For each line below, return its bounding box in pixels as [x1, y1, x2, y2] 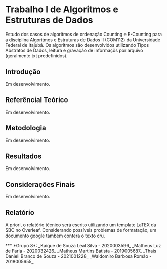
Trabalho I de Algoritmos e [5, 4, 119, 15]
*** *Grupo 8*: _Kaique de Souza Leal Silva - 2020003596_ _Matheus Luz [5, 242, 161, 248]
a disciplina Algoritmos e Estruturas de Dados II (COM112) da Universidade [5, 37, 161, 43]
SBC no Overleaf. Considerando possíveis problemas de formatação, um [5, 227, 157, 233]
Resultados [5, 152, 42, 160]
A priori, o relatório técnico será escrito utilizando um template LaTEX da [5, 222, 156, 228]
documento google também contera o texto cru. [5, 232, 105, 239]
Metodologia [5, 123, 47, 132]
